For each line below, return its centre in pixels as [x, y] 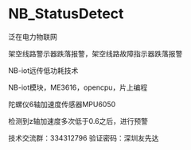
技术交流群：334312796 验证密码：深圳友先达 [84, 138]
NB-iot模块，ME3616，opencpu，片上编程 [78, 87]
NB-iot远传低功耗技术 [43, 70]
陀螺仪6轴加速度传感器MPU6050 [62, 104]
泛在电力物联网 [33, 37]
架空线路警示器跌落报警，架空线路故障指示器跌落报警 [95, 53]
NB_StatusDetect [66, 14]
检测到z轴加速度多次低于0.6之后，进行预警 [78, 121]
